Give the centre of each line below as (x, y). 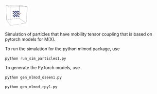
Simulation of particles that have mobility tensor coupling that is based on (79, 34)
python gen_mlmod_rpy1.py (31, 87)
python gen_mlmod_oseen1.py (34, 77)
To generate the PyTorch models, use (43, 67)
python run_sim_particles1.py (36, 58)
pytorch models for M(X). (30, 39)
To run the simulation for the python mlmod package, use (62, 49)
